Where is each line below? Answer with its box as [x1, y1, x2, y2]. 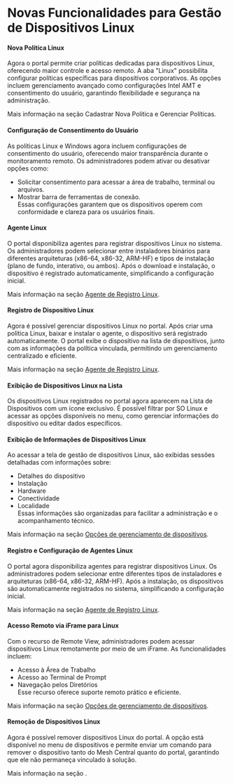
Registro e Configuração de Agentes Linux [7, 546, 133, 554]
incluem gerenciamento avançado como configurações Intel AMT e [7, 81, 202, 90]
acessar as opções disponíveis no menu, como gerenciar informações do [7, 412, 219, 420]
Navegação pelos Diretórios [17, 680, 98, 689]
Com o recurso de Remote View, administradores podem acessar [7, 637, 195, 645]
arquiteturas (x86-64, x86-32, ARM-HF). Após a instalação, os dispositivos [7, 577, 224, 585]
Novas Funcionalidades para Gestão [7, 5, 222, 21]
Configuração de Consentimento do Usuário [7, 126, 139, 134]
